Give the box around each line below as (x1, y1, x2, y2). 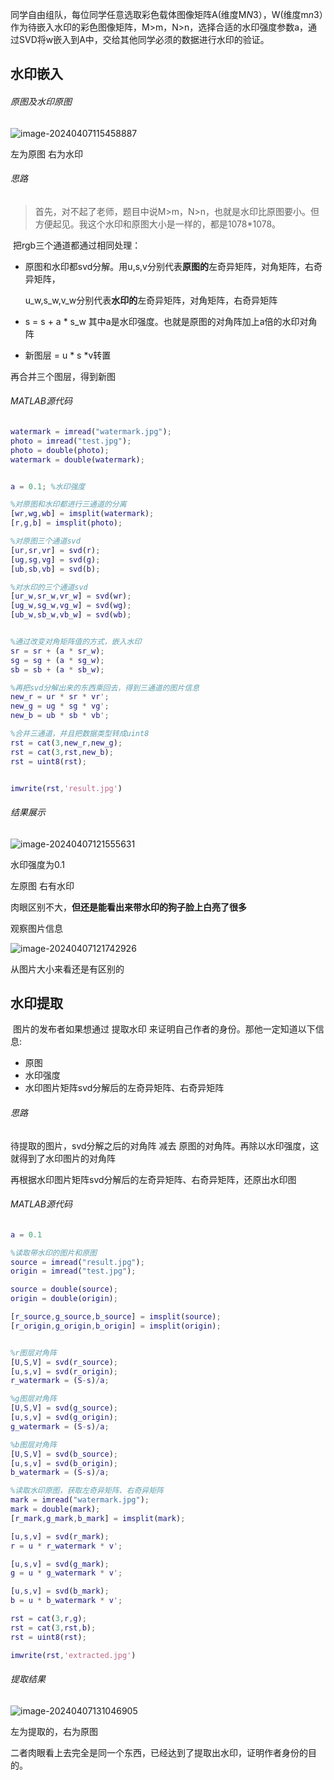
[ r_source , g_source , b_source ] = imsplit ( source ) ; (10, 1312, 222, 1322)
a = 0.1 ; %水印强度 (10, 481, 86, 492)
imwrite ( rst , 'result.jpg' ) (10, 783, 123, 793)
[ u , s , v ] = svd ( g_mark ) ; (10, 1559, 110, 1569)
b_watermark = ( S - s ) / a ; (10, 1468, 110, 1478)
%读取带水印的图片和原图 (10, 1248, 97, 1258)
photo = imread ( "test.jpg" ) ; (10, 436, 132, 446)
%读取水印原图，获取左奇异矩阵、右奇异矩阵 (10, 1486, 164, 1496)
